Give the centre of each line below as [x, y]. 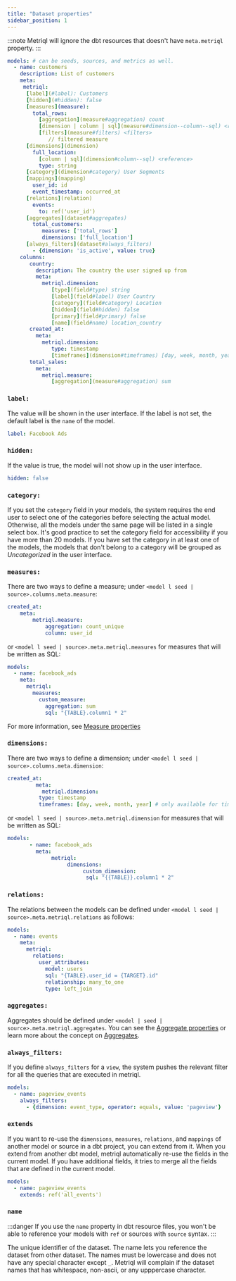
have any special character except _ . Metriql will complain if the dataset [111, 1262]
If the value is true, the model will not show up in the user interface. [105, 465]
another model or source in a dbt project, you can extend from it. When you [117, 1146]
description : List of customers [67, 74]
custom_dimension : [110, 871]
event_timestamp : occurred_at [77, 192]
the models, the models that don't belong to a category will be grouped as [114, 547]
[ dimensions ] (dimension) [62, 146]
